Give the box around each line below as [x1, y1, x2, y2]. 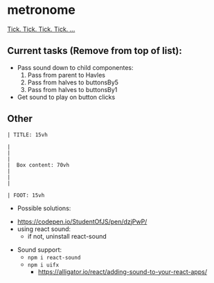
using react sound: [17, 224, 71, 233]
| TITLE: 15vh [7, 131, 48, 138]
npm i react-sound [27, 254, 81, 261]
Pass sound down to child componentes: [17, 63, 134, 71]
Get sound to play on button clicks [17, 93, 116, 101]
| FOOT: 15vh [7, 192, 45, 199]
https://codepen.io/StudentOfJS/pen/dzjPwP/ [17, 217, 148, 226]
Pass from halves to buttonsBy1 [27, 85, 118, 93]
